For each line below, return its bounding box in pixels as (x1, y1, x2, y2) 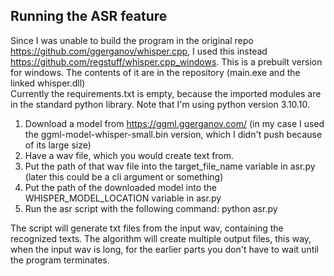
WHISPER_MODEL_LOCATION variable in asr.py (24, 192, 222, 204)
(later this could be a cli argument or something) (24, 170, 224, 183)
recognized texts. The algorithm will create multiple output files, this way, (10, 232, 312, 244)
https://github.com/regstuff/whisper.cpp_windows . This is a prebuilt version (10, 55, 323, 68)
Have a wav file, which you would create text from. (24, 149, 235, 161)
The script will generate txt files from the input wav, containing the (10, 222, 284, 234)
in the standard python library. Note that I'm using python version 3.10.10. (10, 98, 311, 110)
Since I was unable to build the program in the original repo (10, 34, 254, 46)
